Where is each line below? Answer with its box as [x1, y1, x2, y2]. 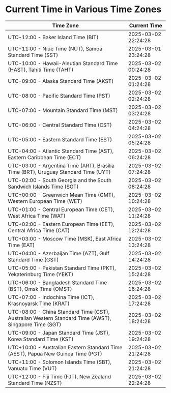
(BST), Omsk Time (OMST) [8, 285, 72, 292]
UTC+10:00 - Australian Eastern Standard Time [8, 344, 123, 351]
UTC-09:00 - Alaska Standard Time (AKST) [8, 77, 114, 84]
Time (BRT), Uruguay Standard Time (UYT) [8, 168, 111, 175]
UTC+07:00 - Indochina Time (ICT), [8, 293, 95, 300]
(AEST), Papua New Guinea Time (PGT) [8, 350, 103, 357]
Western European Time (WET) [8, 197, 82, 204]
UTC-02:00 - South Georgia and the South [8, 176, 112, 184]
